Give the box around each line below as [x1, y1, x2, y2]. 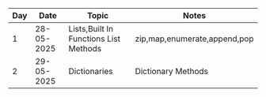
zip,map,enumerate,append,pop [135, 33, 254, 44]
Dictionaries [68, 66, 113, 76]
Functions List [68, 33, 121, 44]
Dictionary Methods [135, 66, 208, 76]
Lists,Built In [68, 24, 114, 34]
